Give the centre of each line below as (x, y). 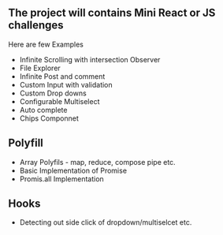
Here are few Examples (46, 44)
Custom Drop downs (53, 93)
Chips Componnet (49, 118)
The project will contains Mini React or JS (112, 13)
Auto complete (43, 110)
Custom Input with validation (66, 84)
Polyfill (26, 143)
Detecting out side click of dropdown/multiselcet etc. (106, 222)
